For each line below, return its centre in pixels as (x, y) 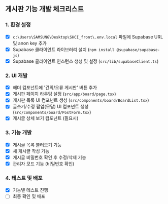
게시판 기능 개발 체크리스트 (44, 9)
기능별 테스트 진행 (30, 190)
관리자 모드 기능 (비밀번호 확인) (43, 164)
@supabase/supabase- (138, 50)
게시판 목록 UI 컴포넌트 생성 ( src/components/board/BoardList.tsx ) (81, 100)
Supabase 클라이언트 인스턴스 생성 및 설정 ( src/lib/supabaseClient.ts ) (86, 61)
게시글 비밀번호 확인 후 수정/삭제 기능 (49, 157)
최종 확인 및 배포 (29, 196)
